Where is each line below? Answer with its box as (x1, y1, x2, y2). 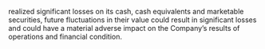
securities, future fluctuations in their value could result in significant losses (8, 15, 257, 24)
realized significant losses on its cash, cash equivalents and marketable (8, 7, 244, 16)
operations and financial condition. (8, 32, 122, 41)
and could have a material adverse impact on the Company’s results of (8, 24, 240, 32)
